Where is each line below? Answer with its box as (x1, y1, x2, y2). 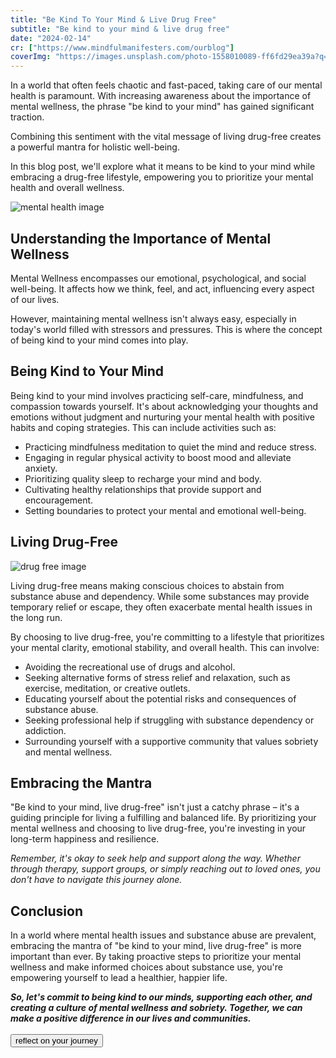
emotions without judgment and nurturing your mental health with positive (10, 411, 315, 423)
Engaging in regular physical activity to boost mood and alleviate (24, 451, 292, 463)
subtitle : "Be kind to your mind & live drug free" (10, 24, 230, 34)
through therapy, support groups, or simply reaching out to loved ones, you (10, 863, 321, 875)
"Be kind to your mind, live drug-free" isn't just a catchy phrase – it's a (10, 801, 300, 813)
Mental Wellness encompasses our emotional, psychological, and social (10, 272, 307, 284)
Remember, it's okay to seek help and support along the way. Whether (10, 852, 301, 865)
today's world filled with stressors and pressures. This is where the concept (10, 323, 323, 335)
